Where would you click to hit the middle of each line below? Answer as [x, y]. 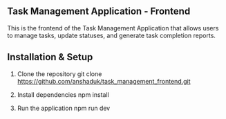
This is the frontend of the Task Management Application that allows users [113, 28]
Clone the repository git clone [59, 74]
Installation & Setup [50, 57]
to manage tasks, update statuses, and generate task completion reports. [112, 35]
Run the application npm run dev [64, 108]
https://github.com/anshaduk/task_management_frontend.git [104, 81]
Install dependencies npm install [63, 94]
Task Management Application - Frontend [99, 11]
